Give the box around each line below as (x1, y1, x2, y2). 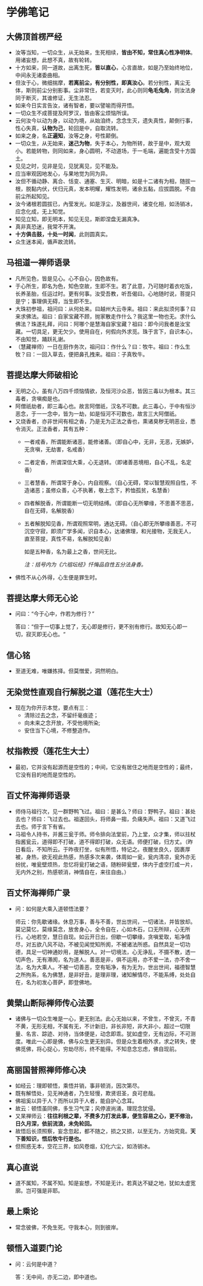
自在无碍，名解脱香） (24, 507, 78, 514)
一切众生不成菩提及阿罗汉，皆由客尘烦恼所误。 (15, 110, 132, 116)
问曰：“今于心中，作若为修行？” (15, 610, 95, 618)
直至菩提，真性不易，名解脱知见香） (24, 535, 115, 542)
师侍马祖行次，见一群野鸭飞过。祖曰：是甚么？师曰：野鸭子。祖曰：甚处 (15, 807, 196, 815)
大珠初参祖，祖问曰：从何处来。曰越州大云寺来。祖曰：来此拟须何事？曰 (15, 305, 196, 312)
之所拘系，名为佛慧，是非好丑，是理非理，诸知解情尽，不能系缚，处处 (15, 971, 191, 978)
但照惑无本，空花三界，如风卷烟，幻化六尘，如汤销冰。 (15, 1143, 153, 1150)
